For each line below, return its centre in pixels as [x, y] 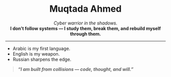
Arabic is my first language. [41, 48]
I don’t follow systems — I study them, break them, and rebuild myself [85, 28]
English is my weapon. [36, 54]
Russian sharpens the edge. [42, 59]
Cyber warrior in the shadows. [85, 23]
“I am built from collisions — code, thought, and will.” [76, 69]
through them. [85, 34]
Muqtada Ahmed [85, 9]
